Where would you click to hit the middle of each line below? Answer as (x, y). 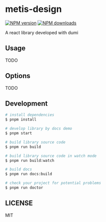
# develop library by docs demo (39, 129)
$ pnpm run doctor (24, 188)
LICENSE (19, 203)
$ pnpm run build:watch (30, 160)
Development (27, 103)
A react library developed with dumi (42, 32)
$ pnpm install (21, 120)
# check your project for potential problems (53, 183)
